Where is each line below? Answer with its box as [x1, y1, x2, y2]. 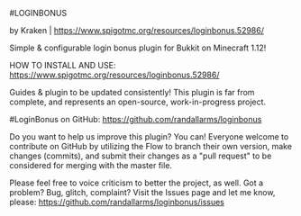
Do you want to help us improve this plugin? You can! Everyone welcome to [9, 131, 289, 142]
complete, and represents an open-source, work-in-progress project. [9, 96, 267, 107]
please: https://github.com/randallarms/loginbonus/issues [9, 197, 225, 207]
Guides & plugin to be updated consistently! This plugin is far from [9, 87, 255, 97]
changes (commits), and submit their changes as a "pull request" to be [9, 150, 272, 161]
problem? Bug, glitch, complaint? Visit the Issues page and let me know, [9, 187, 276, 197]
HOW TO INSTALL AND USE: [9, 60, 116, 70]
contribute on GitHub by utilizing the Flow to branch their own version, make [9, 141, 293, 151]
